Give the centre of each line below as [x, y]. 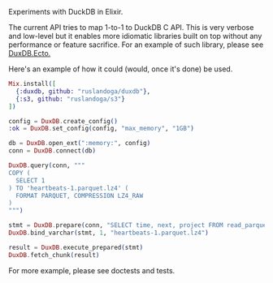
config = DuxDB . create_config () [63, 121]
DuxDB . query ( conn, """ [47, 165]
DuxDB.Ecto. [30, 53]
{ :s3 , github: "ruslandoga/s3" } [71, 99]
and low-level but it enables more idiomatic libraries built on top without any [135, 36]
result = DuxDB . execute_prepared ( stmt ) [76, 247]
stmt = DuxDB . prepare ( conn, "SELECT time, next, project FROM [116, 225]
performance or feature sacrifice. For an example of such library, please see [136, 45]
